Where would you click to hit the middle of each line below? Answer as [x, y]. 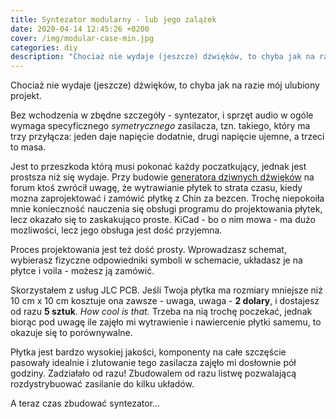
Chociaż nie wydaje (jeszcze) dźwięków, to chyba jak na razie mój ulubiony [165, 85]
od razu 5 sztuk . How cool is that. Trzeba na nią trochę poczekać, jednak [161, 312]
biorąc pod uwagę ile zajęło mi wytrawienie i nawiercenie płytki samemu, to [166, 322]
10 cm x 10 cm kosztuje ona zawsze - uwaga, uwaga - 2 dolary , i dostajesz [165, 301]
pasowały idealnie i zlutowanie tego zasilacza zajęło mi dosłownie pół [153, 363]
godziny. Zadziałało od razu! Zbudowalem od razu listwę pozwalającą [153, 373]
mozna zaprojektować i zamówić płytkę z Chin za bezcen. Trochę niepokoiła [167, 198]
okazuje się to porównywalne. [71, 333]
